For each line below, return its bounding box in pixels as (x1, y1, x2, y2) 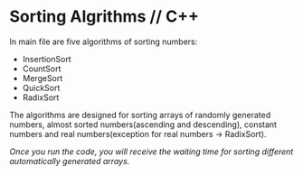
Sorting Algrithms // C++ (9, 6, 200, 27)
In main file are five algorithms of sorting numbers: (9, 36, 198, 47)
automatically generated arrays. (9, 155, 130, 166)
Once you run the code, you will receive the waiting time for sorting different (9, 146, 294, 157)
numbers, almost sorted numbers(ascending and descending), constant (9, 119, 278, 130)
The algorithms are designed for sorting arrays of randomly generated (9, 109, 271, 120)
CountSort (22, 63, 62, 74)
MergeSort (22, 72, 63, 83)
